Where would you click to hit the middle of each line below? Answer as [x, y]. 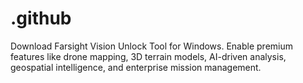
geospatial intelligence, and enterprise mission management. [136, 67]
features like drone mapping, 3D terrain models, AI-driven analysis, [148, 56]
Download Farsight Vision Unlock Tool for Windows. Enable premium [152, 46]
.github [41, 18]
